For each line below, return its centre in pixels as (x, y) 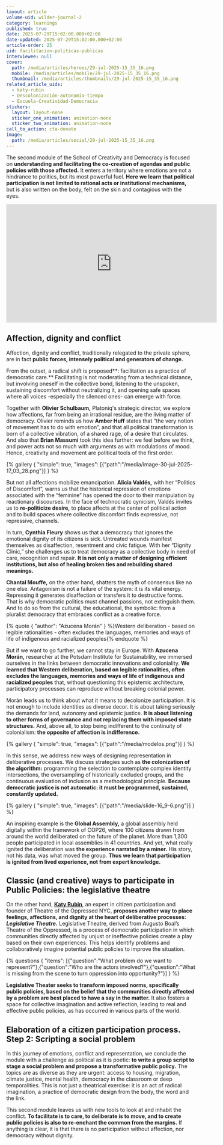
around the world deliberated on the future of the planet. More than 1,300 (97, 836)
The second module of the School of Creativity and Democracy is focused (98, 157)
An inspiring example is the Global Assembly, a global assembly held (92, 823)
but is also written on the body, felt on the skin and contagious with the (94, 189)
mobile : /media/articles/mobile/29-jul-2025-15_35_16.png (86, 73)
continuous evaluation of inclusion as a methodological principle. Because (98, 781)
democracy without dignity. (40, 1135)
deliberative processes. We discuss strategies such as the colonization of (98, 762)
